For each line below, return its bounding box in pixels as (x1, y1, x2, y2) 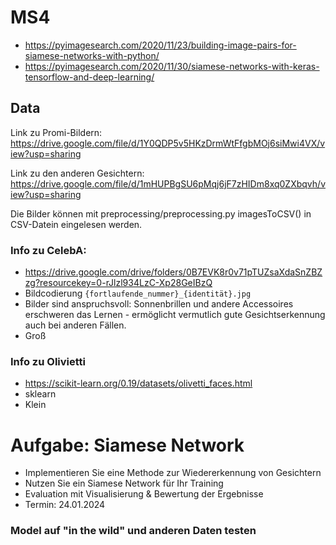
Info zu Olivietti (10, 354, 86, 368)
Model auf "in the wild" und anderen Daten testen (10, 524, 257, 538)
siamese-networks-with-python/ (24, 49, 160, 61)
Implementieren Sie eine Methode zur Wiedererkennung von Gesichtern (24, 467, 322, 479)
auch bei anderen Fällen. (24, 319, 127, 331)
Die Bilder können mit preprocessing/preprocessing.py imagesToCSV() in (10, 207, 312, 220)
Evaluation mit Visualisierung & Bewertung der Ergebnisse (24, 488, 264, 500)
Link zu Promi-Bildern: (10, 126, 103, 138)
